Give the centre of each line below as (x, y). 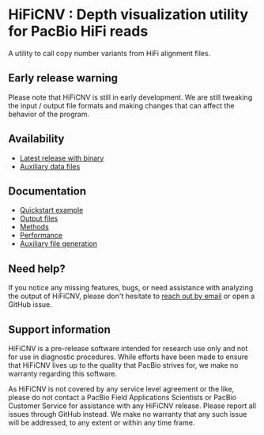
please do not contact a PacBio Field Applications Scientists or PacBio (123, 397)
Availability (36, 139)
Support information (59, 329)
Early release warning (63, 78)
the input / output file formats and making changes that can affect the (121, 105)
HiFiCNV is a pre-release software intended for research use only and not (128, 348)
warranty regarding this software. (62, 374)
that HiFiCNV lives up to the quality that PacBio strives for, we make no (123, 365)
